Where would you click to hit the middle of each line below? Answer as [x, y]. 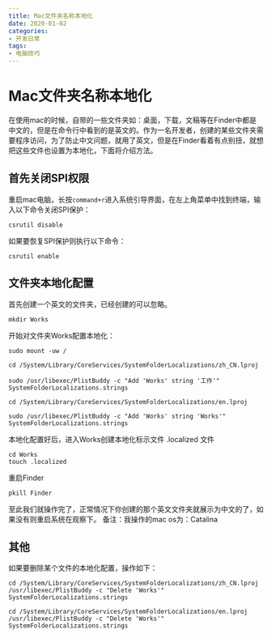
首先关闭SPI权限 [49, 179]
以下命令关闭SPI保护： [53, 209]
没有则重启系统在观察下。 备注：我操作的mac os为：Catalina [117, 519]
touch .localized [38, 461]
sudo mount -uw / [38, 351]
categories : [28, 31]
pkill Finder [30, 493]
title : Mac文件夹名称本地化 [51, 16]
